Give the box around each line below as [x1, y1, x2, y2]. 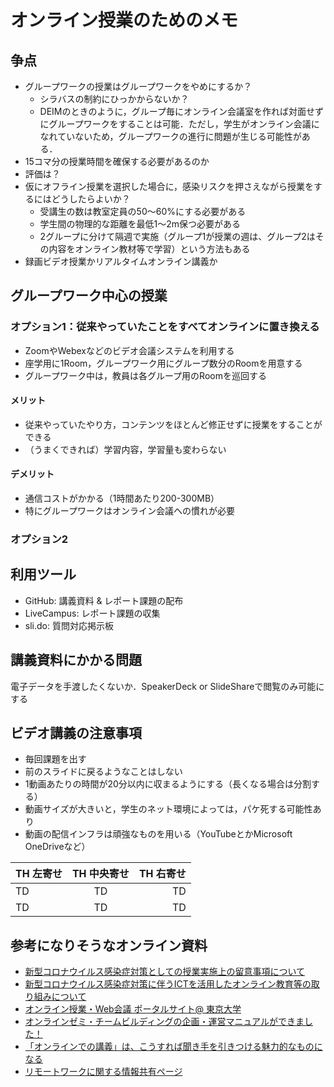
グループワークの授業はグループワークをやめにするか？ [24, 81, 253, 92]
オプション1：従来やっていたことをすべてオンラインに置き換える [10, 320, 320, 334]
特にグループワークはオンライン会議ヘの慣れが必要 [24, 505, 235, 517]
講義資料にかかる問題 [10, 652, 142, 669]
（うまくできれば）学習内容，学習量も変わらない [24, 443, 227, 455]
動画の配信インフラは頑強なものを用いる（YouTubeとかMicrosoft [24, 828, 293, 840]
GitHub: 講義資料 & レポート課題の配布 [24, 594, 184, 606]
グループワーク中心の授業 [10, 287, 168, 305]
